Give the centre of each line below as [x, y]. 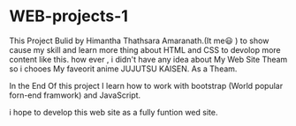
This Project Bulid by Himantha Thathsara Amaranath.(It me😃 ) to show [139, 41]
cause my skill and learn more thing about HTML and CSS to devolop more [145, 49]
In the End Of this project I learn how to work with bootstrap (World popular [146, 85]
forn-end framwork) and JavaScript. [75, 95]
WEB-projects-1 [68, 16]
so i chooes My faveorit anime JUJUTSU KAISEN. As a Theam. [123, 69]
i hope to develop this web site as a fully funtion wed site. [114, 112]
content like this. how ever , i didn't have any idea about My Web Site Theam [148, 59]
